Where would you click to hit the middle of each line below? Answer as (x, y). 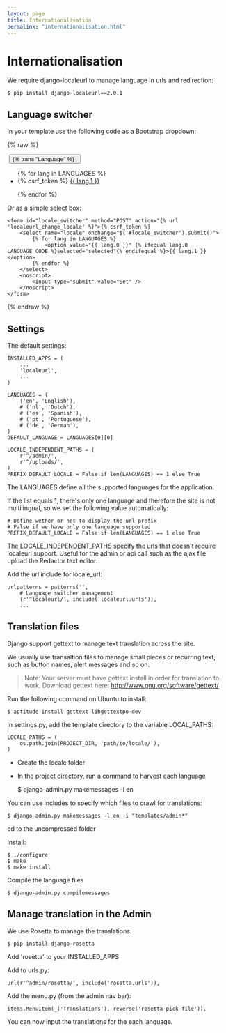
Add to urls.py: (29, 970)
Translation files (43, 627)
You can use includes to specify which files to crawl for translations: (105, 803)
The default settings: (37, 345)
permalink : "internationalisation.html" (67, 26)
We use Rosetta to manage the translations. (70, 931)
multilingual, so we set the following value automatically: (88, 508)
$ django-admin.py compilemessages (59, 893)
